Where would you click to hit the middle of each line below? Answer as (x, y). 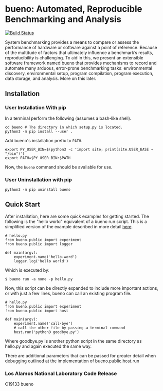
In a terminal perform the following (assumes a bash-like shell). (68, 118)
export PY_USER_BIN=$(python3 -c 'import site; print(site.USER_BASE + (79, 149)
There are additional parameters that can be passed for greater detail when (81, 355)
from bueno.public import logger (39, 244)
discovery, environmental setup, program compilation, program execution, (79, 73)
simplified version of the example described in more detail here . (69, 226)
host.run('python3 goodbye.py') (46, 332)
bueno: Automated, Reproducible (74, 9)
